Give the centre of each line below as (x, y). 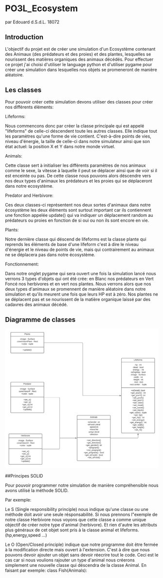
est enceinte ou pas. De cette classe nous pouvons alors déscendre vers (78, 175)
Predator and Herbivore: (29, 195)
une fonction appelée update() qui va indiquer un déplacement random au (79, 215)
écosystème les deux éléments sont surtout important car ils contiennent (78, 210)
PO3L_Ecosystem (41, 9)
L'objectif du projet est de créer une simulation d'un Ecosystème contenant (80, 49)
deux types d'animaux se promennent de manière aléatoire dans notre (75, 289)
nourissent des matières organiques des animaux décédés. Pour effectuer (79, 59)
